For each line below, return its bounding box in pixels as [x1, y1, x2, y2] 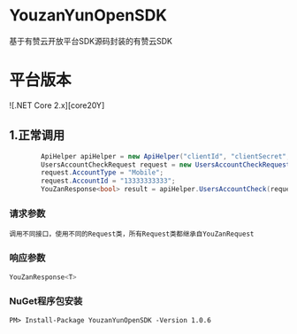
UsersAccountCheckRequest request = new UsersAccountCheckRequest [41, 160, 291, 169]
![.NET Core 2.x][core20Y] [9, 99, 105, 111]
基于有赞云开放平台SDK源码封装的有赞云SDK [9, 35, 172, 46]
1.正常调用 [9, 128, 65, 143]
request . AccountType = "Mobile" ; [41, 168, 164, 177]
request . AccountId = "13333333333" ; [41, 176, 176, 186]
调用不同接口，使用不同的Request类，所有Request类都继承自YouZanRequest [9, 229, 255, 239]
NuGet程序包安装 [9, 295, 83, 307]
